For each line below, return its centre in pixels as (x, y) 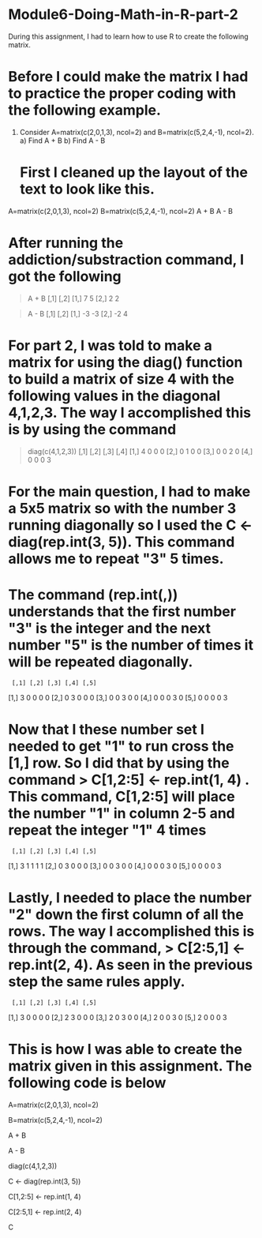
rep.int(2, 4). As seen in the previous (131, 964)
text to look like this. (87, 189)
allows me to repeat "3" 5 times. (116, 559)
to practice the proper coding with (122, 94)
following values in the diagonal (114, 396)
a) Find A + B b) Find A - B (62, 141)
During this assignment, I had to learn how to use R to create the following (128, 36)
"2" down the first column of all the (126, 914)
